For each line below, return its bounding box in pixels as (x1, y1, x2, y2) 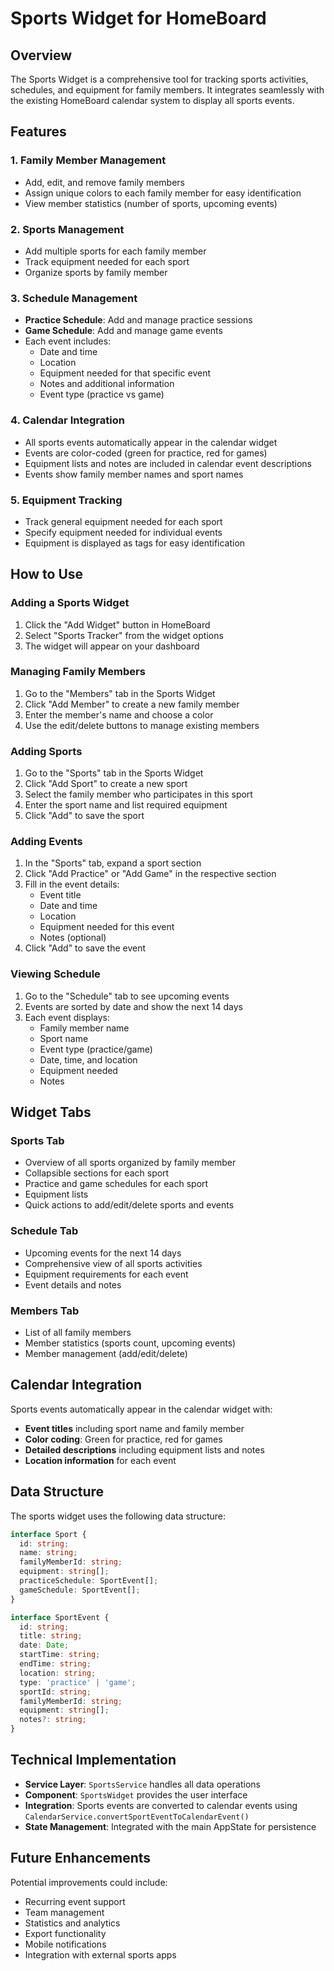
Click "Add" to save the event (24, 942, 147, 954)
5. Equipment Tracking (10, 493, 123, 507)
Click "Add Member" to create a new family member (24, 698, 240, 710)
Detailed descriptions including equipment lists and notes (24, 1443, 265, 1456)
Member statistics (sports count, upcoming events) (24, 1337, 237, 1349)
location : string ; (19, 1668, 97, 1678)
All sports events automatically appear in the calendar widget (24, 436, 278, 448)
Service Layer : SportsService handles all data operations (24, 1778, 261, 1790)
